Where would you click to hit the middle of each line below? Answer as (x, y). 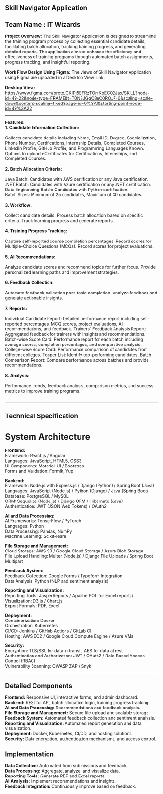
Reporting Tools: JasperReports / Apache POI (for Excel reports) (69, 595)
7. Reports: (16, 309)
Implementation (30, 754)
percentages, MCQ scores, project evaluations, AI (73, 324)
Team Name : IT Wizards (43, 25)
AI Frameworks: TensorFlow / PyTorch (43, 521)
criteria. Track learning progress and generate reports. (59, 221)
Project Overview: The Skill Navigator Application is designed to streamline (81, 36)
